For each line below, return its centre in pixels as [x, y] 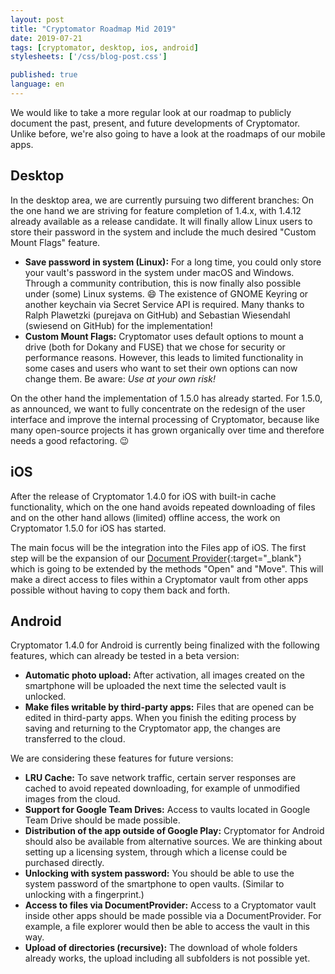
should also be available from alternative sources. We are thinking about [173, 842]
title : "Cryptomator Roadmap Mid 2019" [93, 29]
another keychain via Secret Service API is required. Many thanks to [164, 304]
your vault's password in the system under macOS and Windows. [159, 272]
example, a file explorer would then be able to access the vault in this [167, 927]
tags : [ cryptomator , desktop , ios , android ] [104, 47]
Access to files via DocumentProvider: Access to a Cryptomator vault [170, 905]
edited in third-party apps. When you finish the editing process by [160, 718]
